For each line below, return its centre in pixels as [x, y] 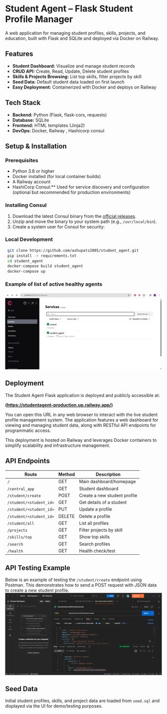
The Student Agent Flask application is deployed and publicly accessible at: [83, 395]
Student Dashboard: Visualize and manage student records [74, 66]
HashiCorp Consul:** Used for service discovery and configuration [81, 187]
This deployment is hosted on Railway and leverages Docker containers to [81, 440]
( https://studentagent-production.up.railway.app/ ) [59, 405]
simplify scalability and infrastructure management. [58, 445]
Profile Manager [39, 19]
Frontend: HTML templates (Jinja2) [49, 125]
